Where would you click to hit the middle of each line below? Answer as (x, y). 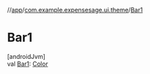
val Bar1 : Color (28, 64)
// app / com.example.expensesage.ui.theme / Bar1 (75, 10)
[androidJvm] (26, 56)
